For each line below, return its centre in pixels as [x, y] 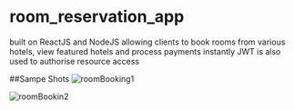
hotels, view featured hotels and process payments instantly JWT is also [145, 51]
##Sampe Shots [40, 78]
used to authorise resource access [74, 61]
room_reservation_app [97, 17]
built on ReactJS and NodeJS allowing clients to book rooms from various [147, 42]
